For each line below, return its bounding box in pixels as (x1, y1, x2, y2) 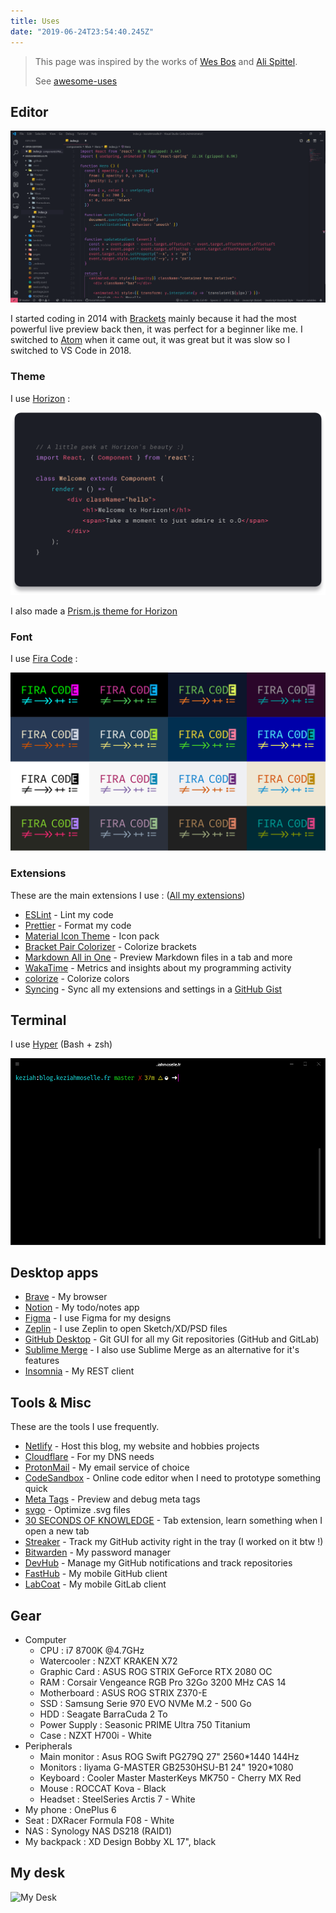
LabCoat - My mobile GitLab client (24, 1578, 167, 1590)
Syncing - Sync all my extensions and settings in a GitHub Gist (24, 983, 283, 995)
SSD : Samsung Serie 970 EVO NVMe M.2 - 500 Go (39, 1697, 252, 1709)
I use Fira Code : (10, 652, 78, 664)
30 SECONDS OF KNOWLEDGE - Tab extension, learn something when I (24, 1515, 323, 1527)
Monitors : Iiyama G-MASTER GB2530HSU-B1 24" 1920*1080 (39, 1761, 294, 1773)
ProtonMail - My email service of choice (24, 1461, 190, 1474)
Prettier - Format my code (24, 919, 132, 931)
